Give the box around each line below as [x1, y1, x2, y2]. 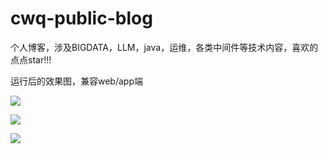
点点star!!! [10, 53, 52, 66]
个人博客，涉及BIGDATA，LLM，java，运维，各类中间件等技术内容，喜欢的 [10, 41, 319, 53]
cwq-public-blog [10, 7, 153, 30]
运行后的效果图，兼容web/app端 [10, 75, 143, 87]
